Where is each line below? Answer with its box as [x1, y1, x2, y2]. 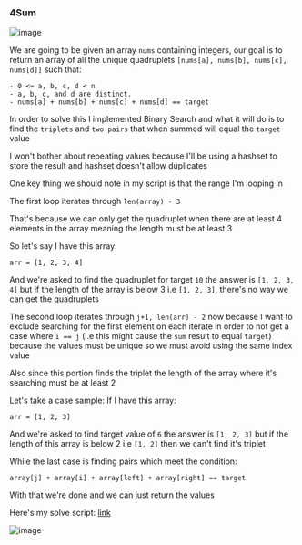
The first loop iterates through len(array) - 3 [9, 196, 181, 207]
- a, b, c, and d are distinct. [9, 89, 132, 99]
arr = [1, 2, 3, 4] [9, 258, 84, 268]
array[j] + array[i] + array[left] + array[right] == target [9, 474, 247, 483]
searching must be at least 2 [9, 377, 116, 388]
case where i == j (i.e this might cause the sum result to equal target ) [9, 331, 272, 342]
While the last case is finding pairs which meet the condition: [9, 456, 238, 467]
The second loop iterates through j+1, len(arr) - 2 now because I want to [9, 312, 293, 323]
